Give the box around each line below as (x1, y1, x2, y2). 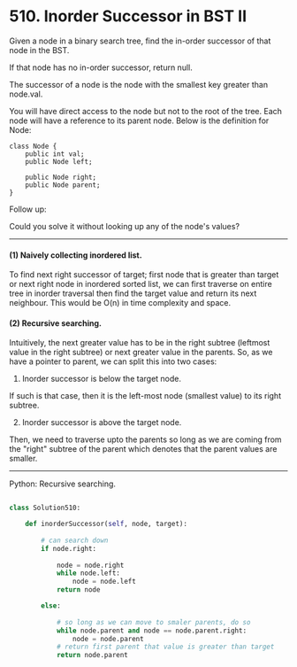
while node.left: (56, 569, 121, 578)
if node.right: (41, 544, 97, 553)
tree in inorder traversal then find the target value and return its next (9, 288, 257, 299)
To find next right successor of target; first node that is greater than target (9, 269, 279, 280)
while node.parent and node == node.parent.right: (56, 626, 247, 635)
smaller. (9, 454, 38, 464)
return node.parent (56, 651, 128, 660)
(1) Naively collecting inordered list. (9, 250, 143, 260)
